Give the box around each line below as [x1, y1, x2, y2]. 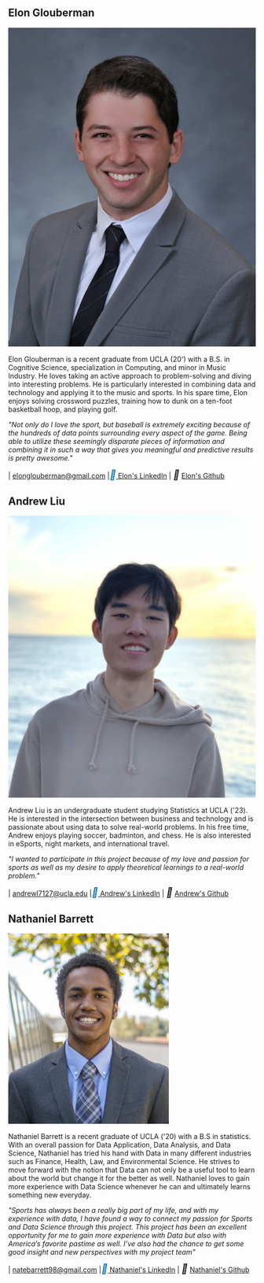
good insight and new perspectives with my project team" [8, 1248, 196, 1257]
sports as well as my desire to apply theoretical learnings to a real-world [8, 862, 244, 872]
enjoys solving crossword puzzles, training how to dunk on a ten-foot [8, 396, 233, 405]
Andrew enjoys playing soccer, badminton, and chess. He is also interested [8, 830, 251, 840]
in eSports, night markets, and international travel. [8, 838, 170, 849]
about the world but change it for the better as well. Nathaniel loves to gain [8, 1174, 250, 1183]
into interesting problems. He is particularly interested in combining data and [8, 379, 256, 389]
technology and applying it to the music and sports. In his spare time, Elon [8, 387, 247, 397]
